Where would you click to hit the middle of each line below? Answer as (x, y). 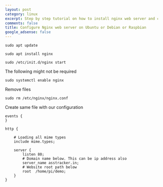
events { (14, 116)
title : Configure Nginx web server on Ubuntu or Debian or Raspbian (76, 28)
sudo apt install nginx (29, 54)
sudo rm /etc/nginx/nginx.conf (37, 98)
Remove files (18, 89)
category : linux (21, 14)
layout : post (18, 9)
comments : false (21, 23)
